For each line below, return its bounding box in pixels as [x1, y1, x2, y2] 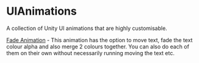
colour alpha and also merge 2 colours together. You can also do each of [6, 43, 189, 50]
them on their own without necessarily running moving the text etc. [6, 49, 175, 56]
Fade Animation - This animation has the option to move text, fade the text [6, 36, 193, 43]
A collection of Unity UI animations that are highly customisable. [6, 24, 168, 32]
